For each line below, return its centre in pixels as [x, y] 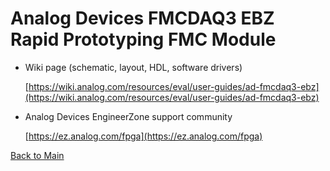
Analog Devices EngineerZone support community [128, 116]
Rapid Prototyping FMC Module [143, 39]
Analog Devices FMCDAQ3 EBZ [142, 18]
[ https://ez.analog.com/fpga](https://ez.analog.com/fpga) [143, 136]
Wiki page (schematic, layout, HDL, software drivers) [133, 67]
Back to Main [37, 155]
